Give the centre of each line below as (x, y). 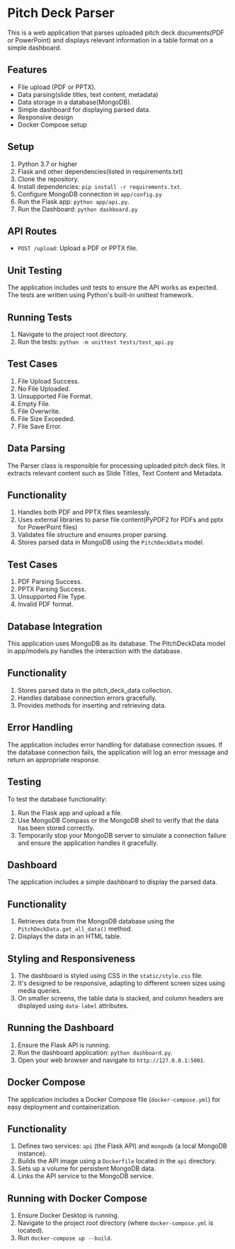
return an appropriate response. (54, 759)
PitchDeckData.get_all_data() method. (75, 929)
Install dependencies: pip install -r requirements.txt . (100, 186)
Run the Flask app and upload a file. (70, 812)
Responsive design (45, 117)
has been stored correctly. (56, 828)
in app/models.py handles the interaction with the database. (95, 651)
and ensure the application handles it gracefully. (88, 843)
